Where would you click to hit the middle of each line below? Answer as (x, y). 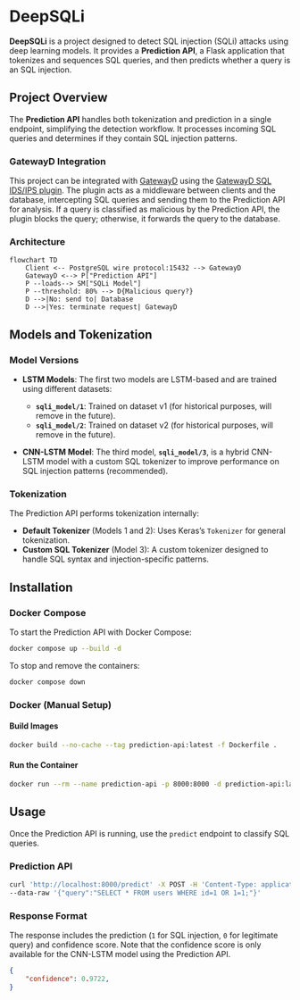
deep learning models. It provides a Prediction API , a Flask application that (147, 50)
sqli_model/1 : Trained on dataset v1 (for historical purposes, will (154, 406)
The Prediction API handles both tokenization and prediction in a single (141, 119)
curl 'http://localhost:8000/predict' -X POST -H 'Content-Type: (133, 884)
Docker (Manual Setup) (60, 704)
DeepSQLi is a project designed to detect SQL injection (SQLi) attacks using (149, 41)
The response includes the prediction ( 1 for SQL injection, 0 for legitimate (144, 935)
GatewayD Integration (58, 161)
